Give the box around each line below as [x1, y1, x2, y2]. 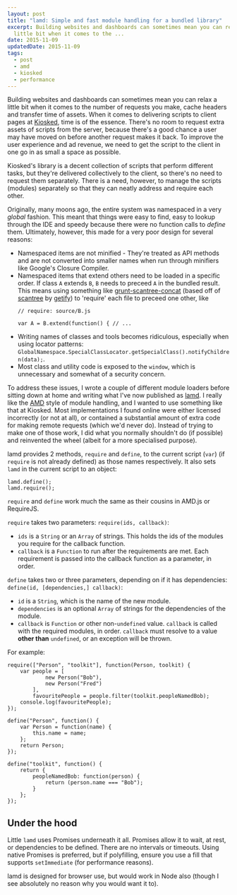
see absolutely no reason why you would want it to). [7, 879, 159, 888]
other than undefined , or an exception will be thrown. [17, 634, 172, 643]
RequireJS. [7, 504, 39, 513]
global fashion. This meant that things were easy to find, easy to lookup [7, 213, 216, 221]
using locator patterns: [17, 340, 84, 348]
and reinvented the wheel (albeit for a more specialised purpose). [7, 436, 197, 445]
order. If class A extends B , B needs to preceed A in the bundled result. [17, 279, 220, 288]
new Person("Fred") [44, 680, 102, 687]
